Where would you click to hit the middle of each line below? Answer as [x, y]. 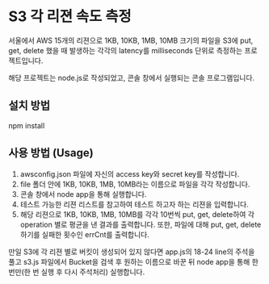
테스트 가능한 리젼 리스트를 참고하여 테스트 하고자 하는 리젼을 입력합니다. [134, 204]
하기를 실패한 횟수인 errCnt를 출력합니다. [84, 234]
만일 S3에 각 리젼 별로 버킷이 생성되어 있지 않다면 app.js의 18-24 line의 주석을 [132, 252]
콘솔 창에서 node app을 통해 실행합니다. [83, 194]
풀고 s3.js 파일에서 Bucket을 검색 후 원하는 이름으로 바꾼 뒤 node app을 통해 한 [133, 261]
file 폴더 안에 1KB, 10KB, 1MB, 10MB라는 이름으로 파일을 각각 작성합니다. [135, 184]
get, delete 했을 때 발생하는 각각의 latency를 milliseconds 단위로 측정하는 [126, 50]
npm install [27, 125]
